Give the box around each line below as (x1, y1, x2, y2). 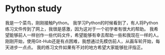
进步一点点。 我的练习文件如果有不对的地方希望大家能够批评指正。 (9, 44, 145, 50)
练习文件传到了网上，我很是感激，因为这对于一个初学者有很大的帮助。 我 (5, 26, 154, 32)
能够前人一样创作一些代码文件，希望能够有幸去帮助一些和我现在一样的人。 (9, 32, 162, 38)
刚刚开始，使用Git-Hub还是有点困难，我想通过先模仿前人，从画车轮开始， (5, 38, 156, 44)
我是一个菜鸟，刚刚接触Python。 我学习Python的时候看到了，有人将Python (5, 20, 159, 26)
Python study (5, 3, 62, 14)
